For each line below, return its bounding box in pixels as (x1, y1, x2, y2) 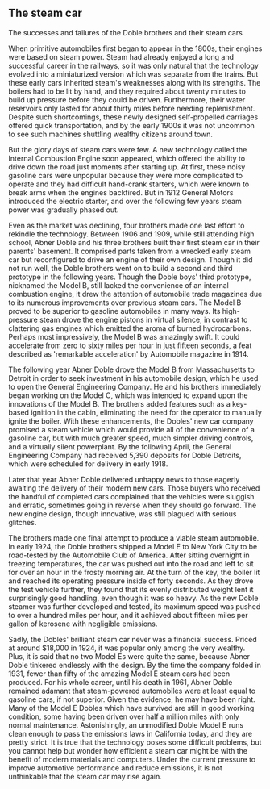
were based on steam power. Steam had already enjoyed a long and (8, 52, 235, 61)
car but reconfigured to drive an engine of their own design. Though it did (8, 254, 253, 265)
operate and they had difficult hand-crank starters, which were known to (8, 179, 250, 189)
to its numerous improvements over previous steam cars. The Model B (8, 298, 242, 307)
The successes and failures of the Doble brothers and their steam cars (8, 27, 243, 37)
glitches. (8, 517, 37, 527)
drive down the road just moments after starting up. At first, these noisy (8, 161, 246, 172)
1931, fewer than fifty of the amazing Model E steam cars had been (8, 669, 231, 678)
